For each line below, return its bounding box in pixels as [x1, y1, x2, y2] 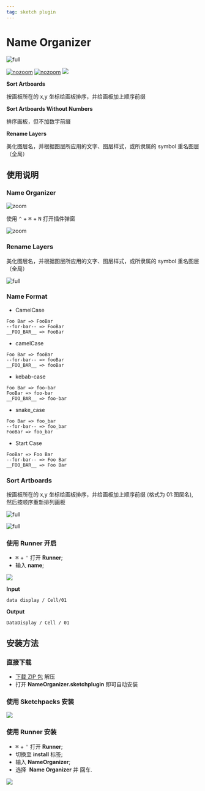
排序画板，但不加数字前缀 [6, 118, 71, 125]
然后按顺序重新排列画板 [6, 498, 65, 506]
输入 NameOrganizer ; [15, 758, 71, 765]
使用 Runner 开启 [6, 539, 57, 548]
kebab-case [15, 373, 46, 380]
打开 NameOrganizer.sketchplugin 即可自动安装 [15, 681, 138, 688]
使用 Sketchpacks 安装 [6, 697, 75, 706]
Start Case [15, 439, 42, 447]
